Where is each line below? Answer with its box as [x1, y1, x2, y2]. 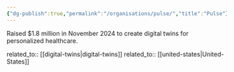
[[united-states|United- [157, 50, 224, 58]
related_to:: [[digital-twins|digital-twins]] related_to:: [6, 50, 156, 58]
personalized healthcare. [6, 36, 78, 45]
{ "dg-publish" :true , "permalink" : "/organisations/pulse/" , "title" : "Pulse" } [6, 10, 229, 17]
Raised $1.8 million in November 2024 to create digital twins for [6, 29, 189, 37]
